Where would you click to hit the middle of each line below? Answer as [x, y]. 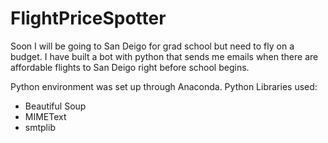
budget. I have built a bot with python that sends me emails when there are [164, 56]
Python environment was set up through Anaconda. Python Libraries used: [164, 86]
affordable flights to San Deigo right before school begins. [130, 67]
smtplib [40, 127]
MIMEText [45, 116]
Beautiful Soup [55, 106]
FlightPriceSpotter [88, 18]
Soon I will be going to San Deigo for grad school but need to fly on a [152, 46]
